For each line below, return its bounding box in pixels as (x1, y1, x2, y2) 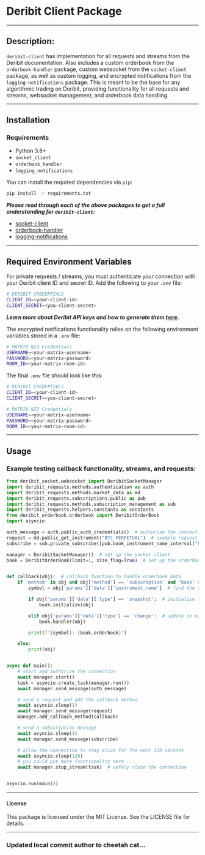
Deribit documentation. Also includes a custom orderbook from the (6, 59, 174, 66)
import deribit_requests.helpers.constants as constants (6, 507, 154, 513)
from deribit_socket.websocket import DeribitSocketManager (6, 478, 163, 484)
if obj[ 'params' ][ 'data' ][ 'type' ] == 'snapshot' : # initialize (28, 596, 195, 603)
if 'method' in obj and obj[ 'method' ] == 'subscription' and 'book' (17, 579, 195, 586)
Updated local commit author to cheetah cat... (6, 841, 146, 849)
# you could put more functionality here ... (17, 758, 135, 765)
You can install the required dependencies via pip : (6, 179, 132, 186)
